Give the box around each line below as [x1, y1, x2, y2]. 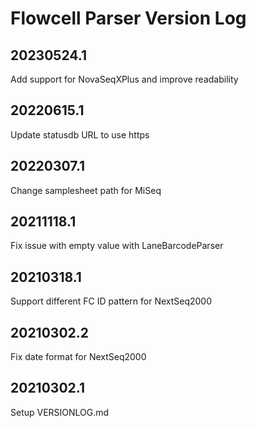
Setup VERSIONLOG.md [10, 406, 110, 418]
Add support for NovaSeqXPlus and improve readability [10, 73, 239, 85]
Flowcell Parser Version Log [10, 7, 247, 30]
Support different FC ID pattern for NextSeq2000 [10, 295, 213, 307]
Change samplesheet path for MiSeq [10, 184, 162, 196]
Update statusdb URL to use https [10, 128, 150, 141]
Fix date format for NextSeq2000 [10, 351, 147, 363]
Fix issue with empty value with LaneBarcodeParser [10, 240, 224, 252]
